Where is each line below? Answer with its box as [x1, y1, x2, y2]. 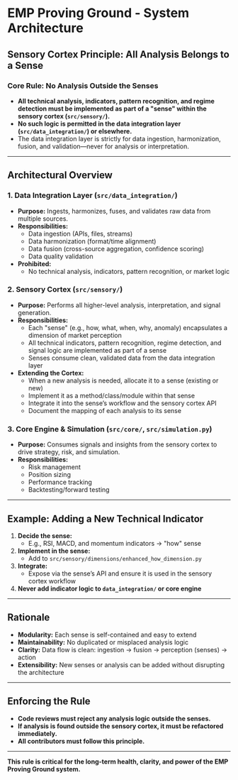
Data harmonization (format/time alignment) [28, 236, 157, 246]
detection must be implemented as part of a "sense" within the [17, 104, 207, 113]
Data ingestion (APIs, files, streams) [28, 229, 133, 238]
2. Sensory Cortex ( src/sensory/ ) [7, 285, 123, 295]
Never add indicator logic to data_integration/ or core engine [17, 584, 202, 593]
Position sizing [28, 471, 71, 479]
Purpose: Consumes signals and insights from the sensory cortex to [17, 440, 217, 449]
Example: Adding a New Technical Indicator [7, 512, 204, 524]
